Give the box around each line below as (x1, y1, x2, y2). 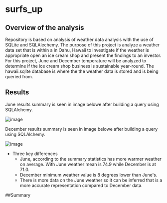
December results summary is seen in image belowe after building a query (5, 126, 158, 132)
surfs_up (5, 3, 43, 15)
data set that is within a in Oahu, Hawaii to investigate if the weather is (5, 47, 150, 53)
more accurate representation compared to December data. (19, 182, 143, 188)
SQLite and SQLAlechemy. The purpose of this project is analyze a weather (5, 42, 160, 48)
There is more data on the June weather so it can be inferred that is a (19, 177, 163, 183)
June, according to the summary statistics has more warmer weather (19, 156, 162, 162)
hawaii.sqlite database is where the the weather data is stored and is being (5, 68, 159, 74)
